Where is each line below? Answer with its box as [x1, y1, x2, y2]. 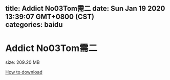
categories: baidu [5, 20, 63, 29]
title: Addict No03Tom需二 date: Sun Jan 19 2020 [5, 4, 165, 13]
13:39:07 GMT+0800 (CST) [5, 13, 95, 21]
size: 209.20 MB [5, 59, 40, 65]
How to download [5, 69, 42, 75]
